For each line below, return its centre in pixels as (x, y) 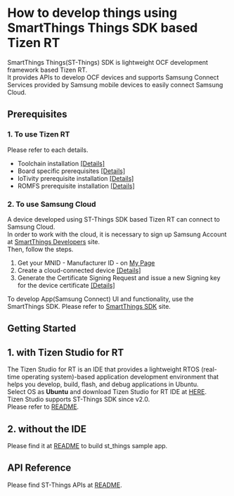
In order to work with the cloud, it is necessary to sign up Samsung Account (117, 234)
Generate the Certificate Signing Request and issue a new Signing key (119, 278)
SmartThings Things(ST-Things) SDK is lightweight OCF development (108, 62)
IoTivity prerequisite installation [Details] (76, 178)
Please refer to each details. (48, 150)
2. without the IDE (47, 429)
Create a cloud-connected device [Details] (79, 270)
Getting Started (42, 329)
